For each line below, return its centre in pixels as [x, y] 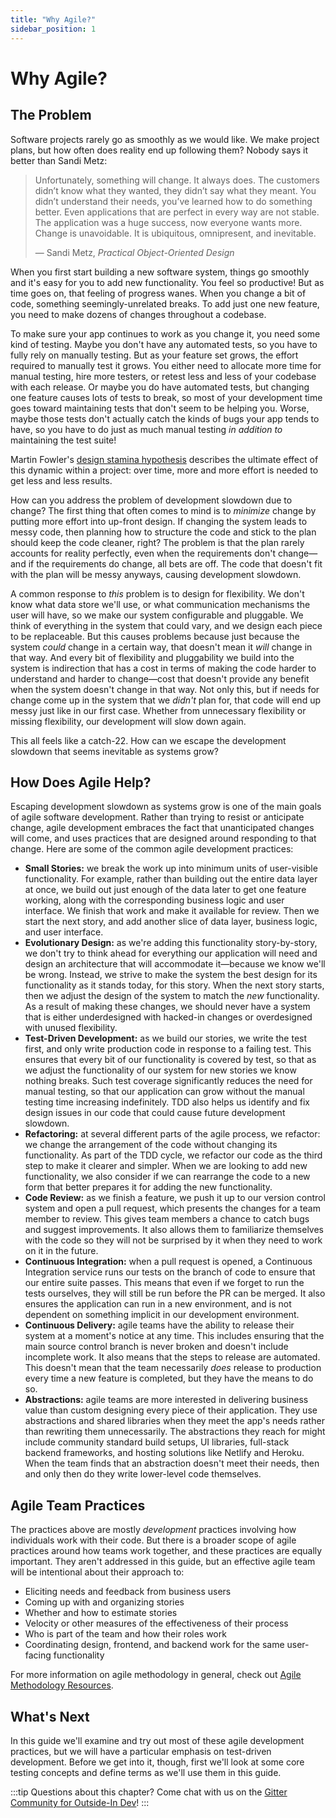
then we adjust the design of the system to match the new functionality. [172, 996]
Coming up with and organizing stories [104, 1602]
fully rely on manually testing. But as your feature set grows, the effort [154, 355]
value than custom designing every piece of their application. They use [171, 1410]
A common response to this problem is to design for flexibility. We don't [157, 593]
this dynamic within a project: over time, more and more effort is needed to [164, 470]
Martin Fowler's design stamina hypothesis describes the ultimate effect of [164, 459]
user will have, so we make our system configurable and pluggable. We [157, 615]
